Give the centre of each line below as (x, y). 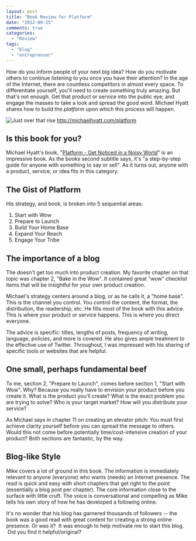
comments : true (25, 28)
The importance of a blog (53, 258)
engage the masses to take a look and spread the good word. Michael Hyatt (97, 102)
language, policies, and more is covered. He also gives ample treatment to (95, 339)
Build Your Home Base (42, 228)
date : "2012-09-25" (30, 22)
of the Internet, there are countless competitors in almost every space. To (95, 84)
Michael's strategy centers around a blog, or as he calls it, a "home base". (95, 297)
